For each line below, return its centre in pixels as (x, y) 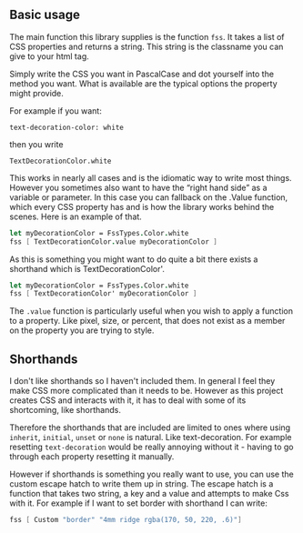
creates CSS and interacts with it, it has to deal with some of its (128, 400)
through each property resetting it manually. (92, 457)
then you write (36, 144)
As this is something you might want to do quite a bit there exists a (134, 259)
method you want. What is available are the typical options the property (143, 83)
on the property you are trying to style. (82, 330)
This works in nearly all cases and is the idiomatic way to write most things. (151, 177)
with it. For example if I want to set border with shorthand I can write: (139, 503)
